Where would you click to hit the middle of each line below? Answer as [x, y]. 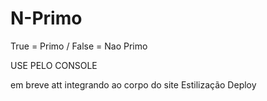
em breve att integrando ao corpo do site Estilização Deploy [133, 84]
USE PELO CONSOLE [54, 65]
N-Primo [46, 18]
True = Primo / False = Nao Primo [79, 46]
